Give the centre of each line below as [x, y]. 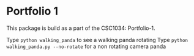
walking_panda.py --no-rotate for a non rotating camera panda [86, 46]
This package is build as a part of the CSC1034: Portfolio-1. [81, 28]
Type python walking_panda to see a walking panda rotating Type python [97, 40]
